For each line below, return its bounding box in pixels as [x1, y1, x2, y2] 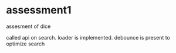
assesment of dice [6, 23, 51, 30]
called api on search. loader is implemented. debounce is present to [6, 34, 170, 41]
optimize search [6, 40, 45, 47]
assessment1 [6, 3, 72, 17]
